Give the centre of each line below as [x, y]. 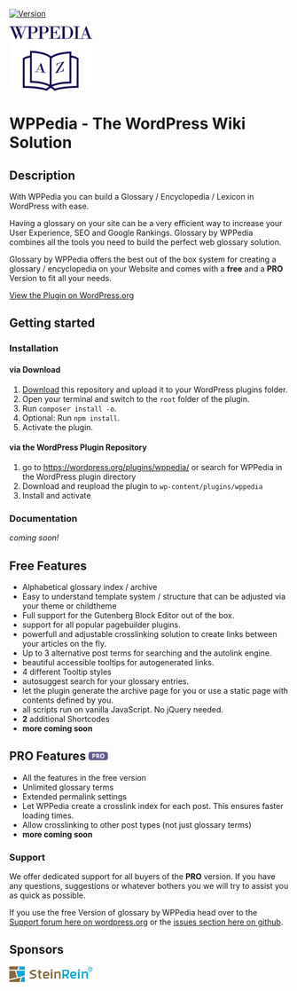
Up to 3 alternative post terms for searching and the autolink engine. [147, 653]
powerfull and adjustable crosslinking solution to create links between [149, 633]
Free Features [48, 566]
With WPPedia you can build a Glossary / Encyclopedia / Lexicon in [132, 197]
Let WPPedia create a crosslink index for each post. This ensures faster [152, 806]
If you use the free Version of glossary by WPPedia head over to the [133, 913]
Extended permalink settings [74, 796]
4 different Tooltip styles [67, 672]
